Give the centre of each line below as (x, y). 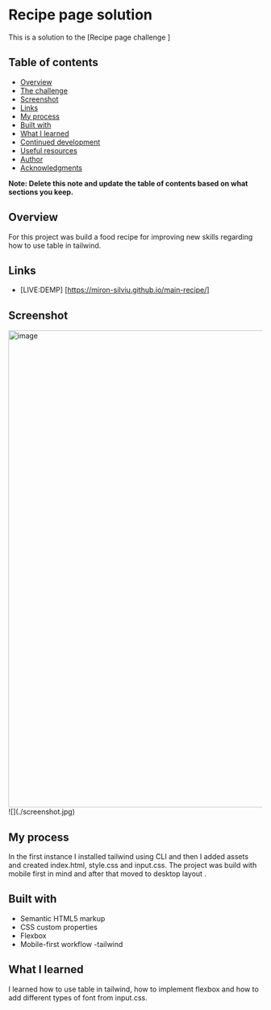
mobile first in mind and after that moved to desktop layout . (108, 874)
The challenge (44, 90)
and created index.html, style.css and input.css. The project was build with (133, 865)
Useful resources (49, 150)
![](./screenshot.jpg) (42, 812)
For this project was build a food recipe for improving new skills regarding (131, 236)
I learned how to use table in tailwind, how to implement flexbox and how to (134, 989)
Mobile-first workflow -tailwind (71, 944)
